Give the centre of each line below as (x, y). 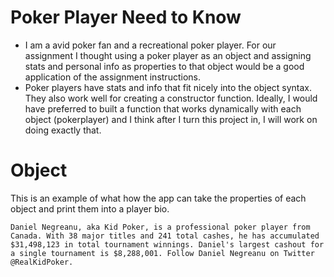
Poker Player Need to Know (126, 17)
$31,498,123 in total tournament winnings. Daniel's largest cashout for (167, 244)
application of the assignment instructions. (112, 77)
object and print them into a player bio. (90, 208)
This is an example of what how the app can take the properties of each (158, 198)
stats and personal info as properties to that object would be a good (164, 66)
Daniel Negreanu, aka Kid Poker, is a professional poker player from (160, 227)
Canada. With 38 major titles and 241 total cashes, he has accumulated (165, 236)
